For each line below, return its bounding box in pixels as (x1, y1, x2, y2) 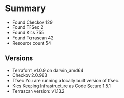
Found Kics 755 (12, 29, 44, 35)
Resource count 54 (12, 40, 51, 46)
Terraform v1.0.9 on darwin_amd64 (12, 67, 84, 73)
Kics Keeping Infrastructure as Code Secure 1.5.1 (12, 83, 111, 89)
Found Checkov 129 (12, 19, 53, 25)
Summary (5, 3, 46, 14)
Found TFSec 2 (12, 24, 43, 30)
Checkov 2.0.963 (12, 72, 48, 78)
